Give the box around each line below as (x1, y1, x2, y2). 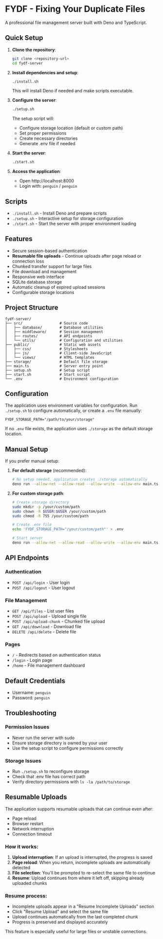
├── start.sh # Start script (5, 372, 91, 377)
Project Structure (5, 304, 58, 312)
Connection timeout (12, 831, 52, 837)
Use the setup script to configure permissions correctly (12, 745, 123, 751)
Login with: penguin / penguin (19, 183, 77, 189)
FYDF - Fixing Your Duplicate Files (5, 3, 145, 15)
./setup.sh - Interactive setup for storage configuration (12, 215, 124, 221)
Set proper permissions (19, 131, 67, 136)
